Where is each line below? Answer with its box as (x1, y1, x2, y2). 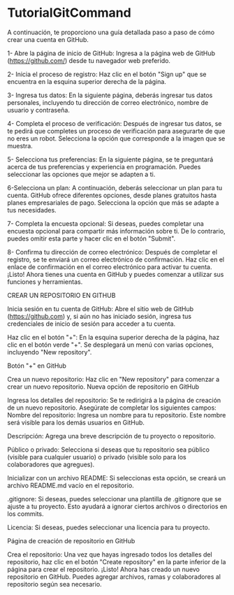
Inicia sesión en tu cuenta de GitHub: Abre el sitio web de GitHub (7, 304, 194, 313)
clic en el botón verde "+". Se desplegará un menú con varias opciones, (7, 340, 214, 349)
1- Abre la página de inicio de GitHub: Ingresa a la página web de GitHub (7, 49, 215, 57)
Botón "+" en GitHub (7, 361, 66, 370)
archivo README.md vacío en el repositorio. (7, 481, 134, 489)
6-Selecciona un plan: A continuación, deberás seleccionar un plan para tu (7, 183, 223, 192)
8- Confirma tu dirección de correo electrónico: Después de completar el (7, 248, 218, 256)
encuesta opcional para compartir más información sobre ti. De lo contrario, (7, 227, 226, 235)
